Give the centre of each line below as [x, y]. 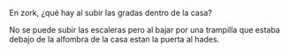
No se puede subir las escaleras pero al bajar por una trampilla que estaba [144, 30]
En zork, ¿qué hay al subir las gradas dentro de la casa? [110, 13]
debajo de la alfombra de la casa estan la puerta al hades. [114, 39]
